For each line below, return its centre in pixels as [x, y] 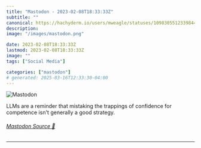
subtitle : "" [22, 17]
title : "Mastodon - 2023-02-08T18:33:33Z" [60, 12]
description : [22, 28]
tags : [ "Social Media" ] [36, 61]
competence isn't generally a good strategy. [61, 112]
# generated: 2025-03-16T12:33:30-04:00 [57, 78]
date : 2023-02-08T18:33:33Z [41, 45]
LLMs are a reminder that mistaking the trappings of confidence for [89, 106]
